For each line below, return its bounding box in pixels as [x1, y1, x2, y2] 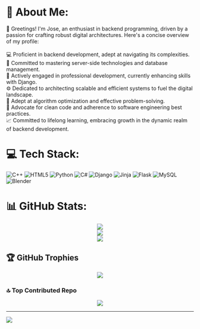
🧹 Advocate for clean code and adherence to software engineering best [6, 104, 183, 111]
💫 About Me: [6, 5, 69, 19]
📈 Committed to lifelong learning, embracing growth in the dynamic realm [6, 116, 187, 124]
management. [6, 66, 40, 73]
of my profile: [6, 38, 39, 45]
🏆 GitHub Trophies [6, 253, 79, 263]
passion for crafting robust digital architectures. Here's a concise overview [6, 31, 189, 38]
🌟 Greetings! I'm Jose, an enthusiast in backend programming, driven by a [6, 25, 188, 32]
